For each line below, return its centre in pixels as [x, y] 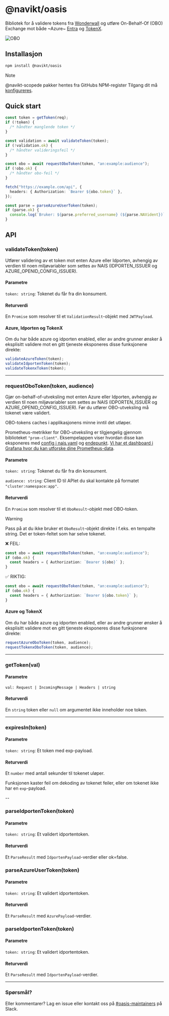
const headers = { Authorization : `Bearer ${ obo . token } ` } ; [74, 595]
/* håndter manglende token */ [43, 127]
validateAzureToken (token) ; [35, 359]
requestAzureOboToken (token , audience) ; [48, 642]
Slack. [12, 1008]
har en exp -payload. [26, 788]
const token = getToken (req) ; [37, 118]
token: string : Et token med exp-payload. [49, 751]
